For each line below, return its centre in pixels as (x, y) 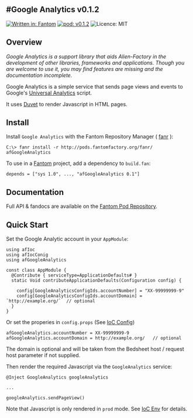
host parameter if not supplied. (43, 355)
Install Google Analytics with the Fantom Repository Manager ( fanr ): (90, 137)
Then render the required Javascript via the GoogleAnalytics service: (89, 367)
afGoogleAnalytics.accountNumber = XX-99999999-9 (68, 333)
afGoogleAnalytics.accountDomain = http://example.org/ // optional (94, 338)
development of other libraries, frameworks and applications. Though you (95, 63)
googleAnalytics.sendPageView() (45, 398)
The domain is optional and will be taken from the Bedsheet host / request (95, 349)
